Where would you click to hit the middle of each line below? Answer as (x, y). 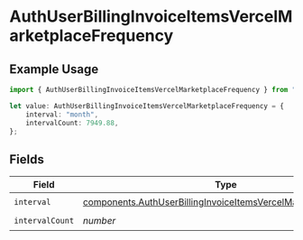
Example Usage (54, 69)
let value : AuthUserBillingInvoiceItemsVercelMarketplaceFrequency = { (147, 106)
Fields (27, 159)
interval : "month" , (62, 115)
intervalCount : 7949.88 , (72, 123)
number (99, 220)
